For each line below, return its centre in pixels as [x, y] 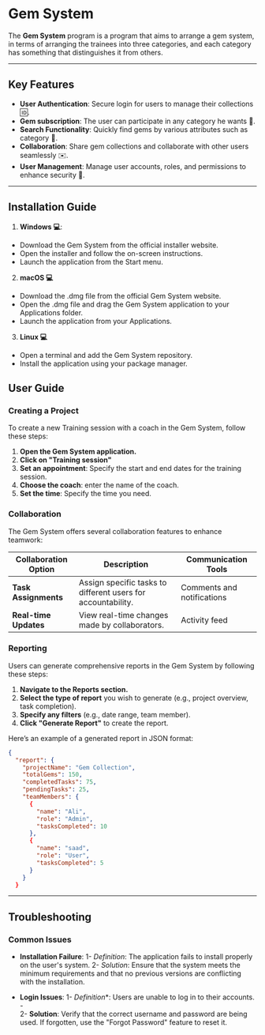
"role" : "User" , [63, 856]
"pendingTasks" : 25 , [56, 790]
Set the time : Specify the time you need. [86, 494]
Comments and [209, 587]
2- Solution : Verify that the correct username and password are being [133, 1014]
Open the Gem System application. [78, 452]
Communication [217, 559]
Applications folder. [51, 312]
